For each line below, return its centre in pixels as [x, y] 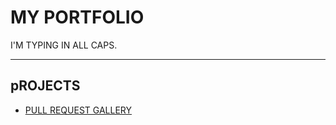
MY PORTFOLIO [77, 17]
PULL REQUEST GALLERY [78, 110]
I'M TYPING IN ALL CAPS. [64, 45]
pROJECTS [45, 86]
